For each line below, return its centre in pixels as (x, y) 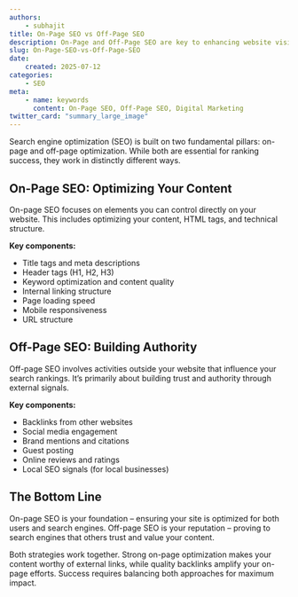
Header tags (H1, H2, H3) (68, 272)
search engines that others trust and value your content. (112, 537)
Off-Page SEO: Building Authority (103, 347)
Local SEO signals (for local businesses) (95, 469)
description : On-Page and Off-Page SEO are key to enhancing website (141, 42)
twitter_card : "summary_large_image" (79, 116)
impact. (23, 583)
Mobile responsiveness (64, 310)
